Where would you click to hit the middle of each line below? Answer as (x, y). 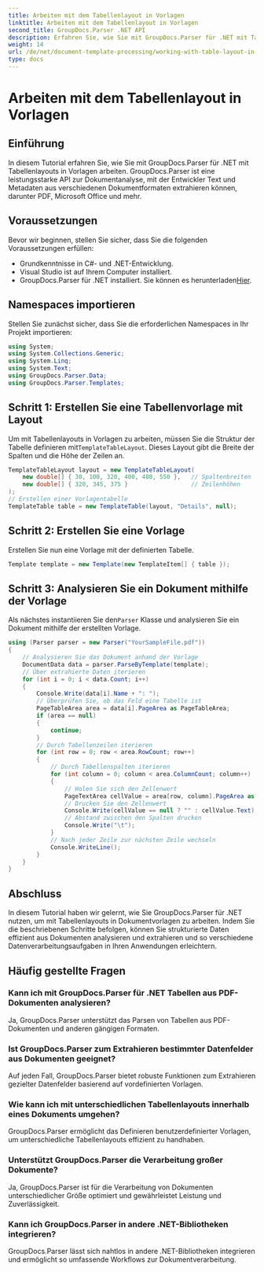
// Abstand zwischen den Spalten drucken (133, 818)
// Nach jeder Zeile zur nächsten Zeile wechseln (133, 840)
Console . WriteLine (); (86, 847)
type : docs (26, 60)
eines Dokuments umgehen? (64, 1115)
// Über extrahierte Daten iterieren (84, 672)
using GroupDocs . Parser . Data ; (58, 376)
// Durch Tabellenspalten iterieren (110, 767)
